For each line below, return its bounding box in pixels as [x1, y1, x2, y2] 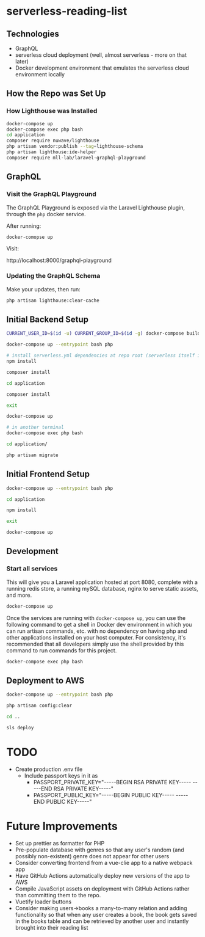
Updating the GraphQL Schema [6, 272, 101, 280]
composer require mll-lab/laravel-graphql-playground [6, 155, 146, 161]
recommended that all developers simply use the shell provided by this [6, 640, 184, 647]
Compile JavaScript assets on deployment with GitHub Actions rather [15, 884, 190, 892]
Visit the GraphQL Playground [6, 190, 96, 199]
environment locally [15, 71, 65, 78]
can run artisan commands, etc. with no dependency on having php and [6, 627, 187, 635]
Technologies [6, 29, 60, 39]
